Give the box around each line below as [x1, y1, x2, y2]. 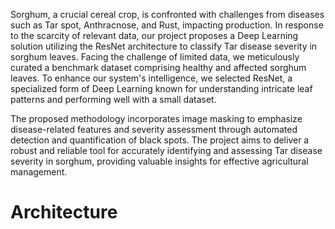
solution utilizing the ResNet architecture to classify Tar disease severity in [10, 40, 318, 52]
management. [10, 166, 68, 178]
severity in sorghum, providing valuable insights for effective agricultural [10, 155, 309, 167]
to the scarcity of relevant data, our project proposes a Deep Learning [10, 30, 299, 41]
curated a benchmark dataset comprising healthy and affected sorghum [10, 62, 307, 73]
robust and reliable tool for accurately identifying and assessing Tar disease [10, 145, 323, 156]
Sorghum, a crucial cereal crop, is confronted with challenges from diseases [10, 9, 325, 20]
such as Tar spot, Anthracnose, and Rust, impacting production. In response [10, 19, 324, 31]
